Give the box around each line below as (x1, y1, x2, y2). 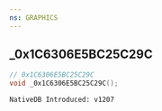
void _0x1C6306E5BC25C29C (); (9, 79, 119, 88)
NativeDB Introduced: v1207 (9, 96, 115, 105)
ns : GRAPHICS (9, 13, 58, 23)
